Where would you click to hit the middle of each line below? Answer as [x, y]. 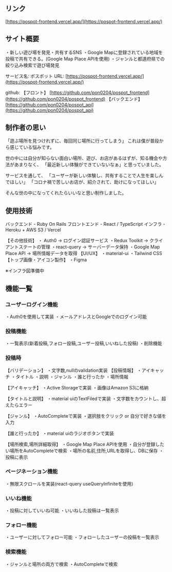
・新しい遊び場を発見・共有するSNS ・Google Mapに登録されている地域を [84, 52]
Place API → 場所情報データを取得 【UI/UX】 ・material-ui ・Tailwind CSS [84, 254]
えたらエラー [19, 405]
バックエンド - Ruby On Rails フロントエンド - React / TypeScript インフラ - [85, 224]
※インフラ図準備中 [25, 271]
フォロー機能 [21, 525]
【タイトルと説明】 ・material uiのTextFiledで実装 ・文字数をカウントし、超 [86, 398]
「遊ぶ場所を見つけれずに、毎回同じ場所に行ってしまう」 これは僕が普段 [82, 141]
